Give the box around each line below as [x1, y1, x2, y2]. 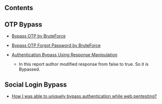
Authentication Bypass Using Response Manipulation [11, 52, 117, 58]
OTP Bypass [4, 20, 42, 29]
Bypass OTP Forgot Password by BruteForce [11, 43, 101, 48]
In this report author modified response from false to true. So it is [18, 61, 149, 67]
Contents [4, 4, 33, 12]
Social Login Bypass [4, 80, 67, 89]
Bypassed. [18, 66, 40, 72]
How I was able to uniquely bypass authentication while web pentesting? [11, 93, 157, 99]
